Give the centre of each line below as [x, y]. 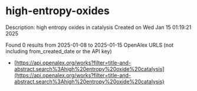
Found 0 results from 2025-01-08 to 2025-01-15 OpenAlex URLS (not [90, 45]
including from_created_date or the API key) [59, 51]
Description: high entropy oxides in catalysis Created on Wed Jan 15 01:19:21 [98, 27]
